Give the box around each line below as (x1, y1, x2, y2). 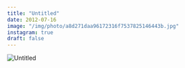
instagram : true (7, 29, 53, 36)
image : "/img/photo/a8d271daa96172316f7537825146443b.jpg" (7, 22, 180, 29)
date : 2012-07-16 (7, 16, 57, 23)
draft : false (7, 35, 45, 42)
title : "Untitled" (7, 10, 60, 17)
